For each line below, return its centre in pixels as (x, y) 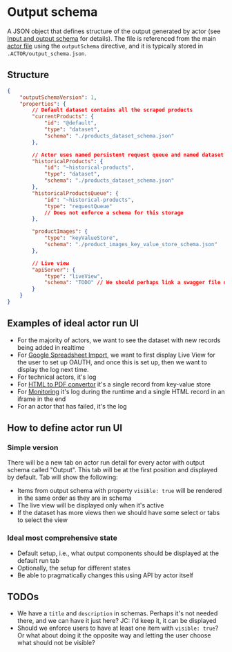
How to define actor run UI (65, 428)
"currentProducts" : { (63, 117)
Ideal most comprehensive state (62, 538)
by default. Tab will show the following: (63, 477)
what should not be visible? (56, 643)
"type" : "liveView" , (74, 276)
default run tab (38, 560)
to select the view (42, 520)
